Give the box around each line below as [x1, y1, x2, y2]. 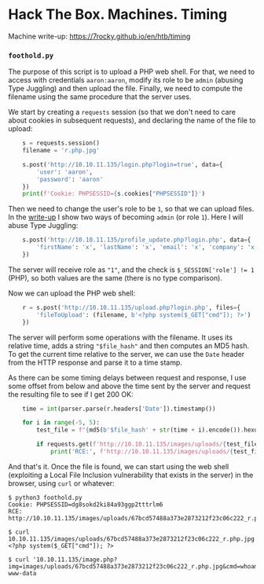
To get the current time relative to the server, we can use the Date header [8, 349, 245, 358]
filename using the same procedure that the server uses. [8, 92, 192, 101]
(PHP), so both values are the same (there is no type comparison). [8, 273, 222, 282]
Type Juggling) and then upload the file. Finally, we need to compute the [8, 84, 244, 94]
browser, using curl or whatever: [8, 478, 115, 488]
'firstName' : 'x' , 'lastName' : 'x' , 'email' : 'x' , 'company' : [36, 244, 244, 252]
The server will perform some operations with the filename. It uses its [8, 332, 233, 342]
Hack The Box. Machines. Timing [8, 6, 228, 24]
